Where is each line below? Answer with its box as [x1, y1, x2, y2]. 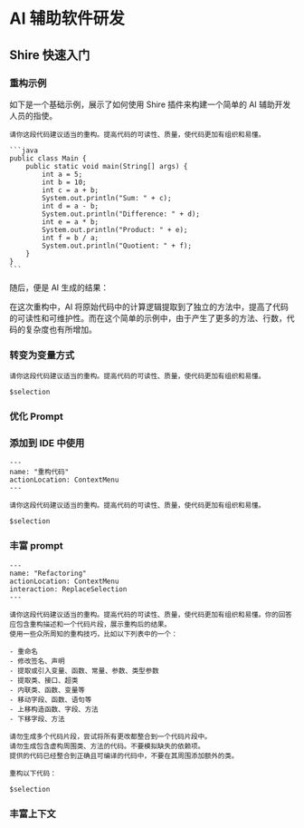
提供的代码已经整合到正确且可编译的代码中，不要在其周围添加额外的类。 [9, 751, 239, 760]
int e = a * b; [42, 217, 100, 227]
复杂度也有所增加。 [24, 324, 97, 335]
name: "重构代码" [9, 468, 70, 477]
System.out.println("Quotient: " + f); [42, 241, 193, 250]
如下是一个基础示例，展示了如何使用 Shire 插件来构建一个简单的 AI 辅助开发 [9, 99, 291, 110]
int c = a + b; [42, 185, 100, 195]
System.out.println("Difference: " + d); [42, 209, 201, 219]
